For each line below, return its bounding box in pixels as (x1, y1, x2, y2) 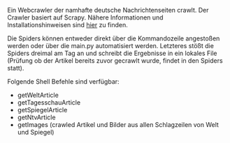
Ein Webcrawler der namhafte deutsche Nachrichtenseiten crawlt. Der (7, 6, 209, 14)
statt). (7, 64, 24, 72)
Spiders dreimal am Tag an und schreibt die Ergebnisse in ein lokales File (7, 49, 217, 57)
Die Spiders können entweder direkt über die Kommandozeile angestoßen (7, 34, 220, 43)
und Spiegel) (17, 128, 55, 136)
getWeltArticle (17, 91, 59, 99)
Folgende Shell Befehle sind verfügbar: (7, 77, 120, 86)
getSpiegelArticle (17, 106, 68, 114)
